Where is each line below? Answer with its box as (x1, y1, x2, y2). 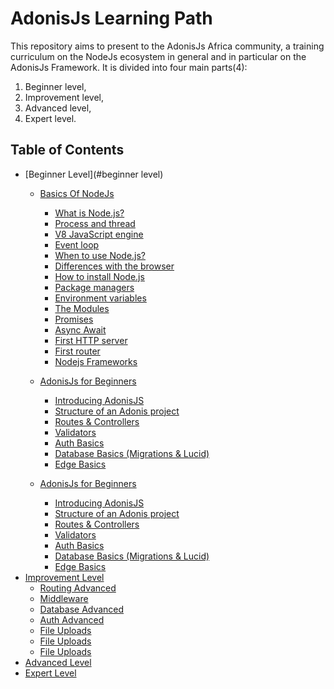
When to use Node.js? (54, 249, 147, 261)
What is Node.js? (54, 207, 125, 219)
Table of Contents (10, 142, 125, 159)
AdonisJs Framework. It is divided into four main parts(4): (10, 61, 248, 73)
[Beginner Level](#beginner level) (24, 168, 164, 180)
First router (54, 345, 101, 357)
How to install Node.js (54, 270, 145, 282)
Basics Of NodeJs (39, 187, 115, 199)
